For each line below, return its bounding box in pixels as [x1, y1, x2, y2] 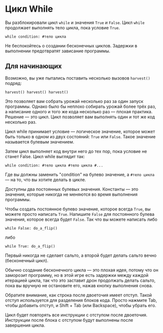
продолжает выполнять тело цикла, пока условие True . [5, 24, 120, 30]
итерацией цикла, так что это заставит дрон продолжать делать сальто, [5, 277, 156, 283]
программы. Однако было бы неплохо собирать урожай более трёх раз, [5, 104, 157, 109]
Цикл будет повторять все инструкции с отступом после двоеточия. [5, 312, 147, 318]
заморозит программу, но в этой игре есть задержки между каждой [5, 272, 149, 278]
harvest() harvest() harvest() [5, 89, 69, 95]
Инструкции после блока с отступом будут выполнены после [5, 317, 133, 323]
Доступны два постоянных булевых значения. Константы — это [5, 186, 139, 192]
